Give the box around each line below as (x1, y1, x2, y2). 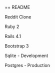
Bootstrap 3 (4, 43, 29, 49)
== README (4, 4, 30, 10)
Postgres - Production (4, 62, 50, 68)
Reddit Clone (4, 14, 31, 19)
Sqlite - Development (4, 52, 48, 58)
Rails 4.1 (4, 33, 21, 39)
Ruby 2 (4, 23, 19, 29)
